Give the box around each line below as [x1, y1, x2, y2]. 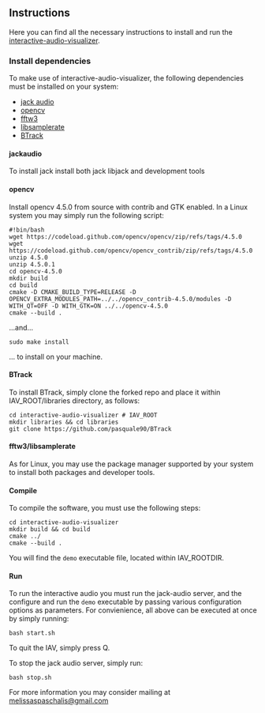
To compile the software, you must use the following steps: [9, 504, 201, 513]
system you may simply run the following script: [9, 210, 165, 220]
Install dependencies [9, 55, 91, 66]
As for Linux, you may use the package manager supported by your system [9, 458, 254, 469]
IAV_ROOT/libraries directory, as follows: [9, 395, 140, 406]
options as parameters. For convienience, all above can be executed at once [9, 605, 257, 615]
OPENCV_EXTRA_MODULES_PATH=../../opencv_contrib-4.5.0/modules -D [9, 295, 232, 303]
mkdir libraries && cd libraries [9, 418, 119, 426]
